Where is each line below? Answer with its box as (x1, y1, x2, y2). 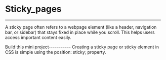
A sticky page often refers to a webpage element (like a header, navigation (5, 24, 157, 30)
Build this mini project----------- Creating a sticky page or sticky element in (5, 44, 159, 50)
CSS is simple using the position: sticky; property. (5, 49, 106, 55)
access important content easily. (5, 34, 72, 40)
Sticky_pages (5, 3, 62, 15)
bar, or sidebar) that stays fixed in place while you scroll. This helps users (5, 29, 155, 35)
